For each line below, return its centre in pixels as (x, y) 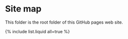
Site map (23, 9)
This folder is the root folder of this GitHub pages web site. (64, 22)
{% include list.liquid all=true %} (37, 31)
